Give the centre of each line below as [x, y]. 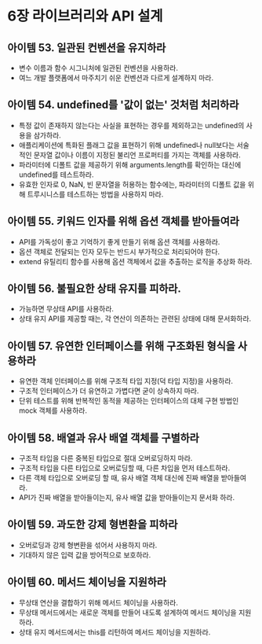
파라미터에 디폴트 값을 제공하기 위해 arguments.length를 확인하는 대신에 [130, 164]
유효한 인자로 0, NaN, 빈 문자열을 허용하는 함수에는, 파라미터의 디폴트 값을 [132, 184]
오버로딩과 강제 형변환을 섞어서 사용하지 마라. [88, 545]
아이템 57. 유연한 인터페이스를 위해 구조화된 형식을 [122, 346]
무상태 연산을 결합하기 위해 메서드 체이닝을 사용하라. [98, 602]
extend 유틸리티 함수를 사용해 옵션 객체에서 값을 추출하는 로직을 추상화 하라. [135, 261]
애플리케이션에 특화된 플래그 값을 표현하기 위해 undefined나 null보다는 [127, 145]
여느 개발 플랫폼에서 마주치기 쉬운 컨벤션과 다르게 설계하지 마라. [116, 78]
